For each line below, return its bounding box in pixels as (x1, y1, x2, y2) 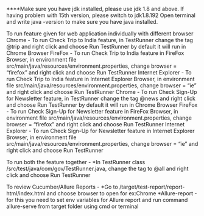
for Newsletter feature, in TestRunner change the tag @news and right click (6, 95, 196, 102)
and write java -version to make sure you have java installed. (6, 18, 158, 25)
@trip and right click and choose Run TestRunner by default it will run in (6, 43, 186, 50)
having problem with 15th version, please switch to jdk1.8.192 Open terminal (6, 12, 196, 19)
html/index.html (6, 190, 46, 197)
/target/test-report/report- (119, 183, 185, 190)
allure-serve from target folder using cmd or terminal (6, 203, 139, 210)
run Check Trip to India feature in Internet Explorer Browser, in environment (6, 76, 195, 82)
